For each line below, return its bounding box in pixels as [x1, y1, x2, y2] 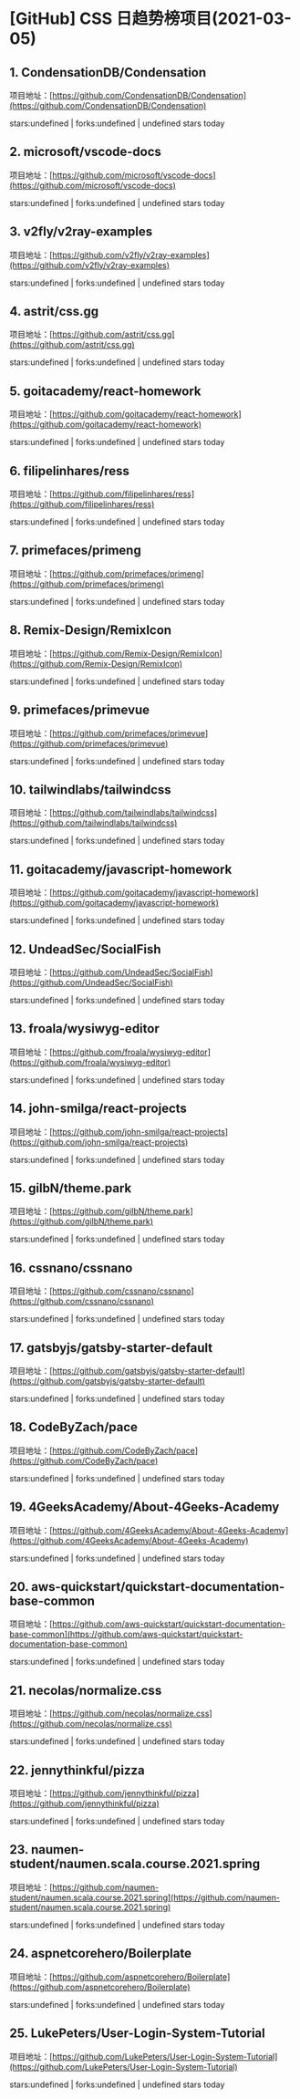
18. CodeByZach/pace [9, 1419, 139, 1435]
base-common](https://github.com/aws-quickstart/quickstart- [9, 1629, 243, 1640]
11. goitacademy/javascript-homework [9, 861, 233, 877]
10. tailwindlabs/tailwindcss [9, 782, 171, 797]
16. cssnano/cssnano [9, 1260, 133, 1275]
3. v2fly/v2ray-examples [9, 224, 153, 240]
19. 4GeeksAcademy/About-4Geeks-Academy [9, 1500, 280, 1515]
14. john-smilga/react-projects [9, 1101, 187, 1117]
